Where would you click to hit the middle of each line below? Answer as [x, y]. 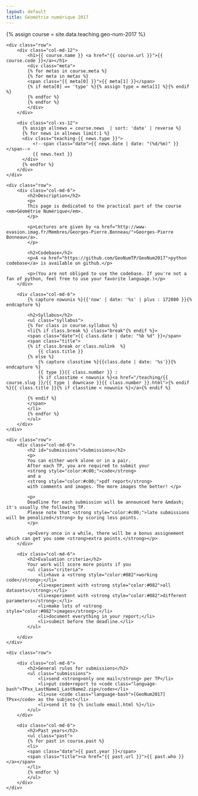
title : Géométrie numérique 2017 [47, 17]
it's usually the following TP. [46, 507]
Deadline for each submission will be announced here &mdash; [106, 502]
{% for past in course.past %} [66, 741]
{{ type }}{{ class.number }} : [78, 372]
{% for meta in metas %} [58, 76]
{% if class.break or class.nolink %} [77, 346]
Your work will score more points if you [79, 565]
